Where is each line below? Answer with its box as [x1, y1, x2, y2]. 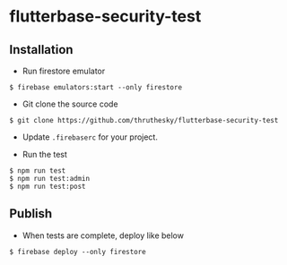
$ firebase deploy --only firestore [9, 247, 146, 256]
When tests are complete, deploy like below [22, 230, 184, 241]
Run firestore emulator [22, 65, 106, 76]
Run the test [22, 150, 67, 159]
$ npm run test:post [9, 182, 87, 191]
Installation [9, 42, 74, 57]
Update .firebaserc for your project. [22, 132, 159, 142]
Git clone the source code [22, 98, 118, 109]
